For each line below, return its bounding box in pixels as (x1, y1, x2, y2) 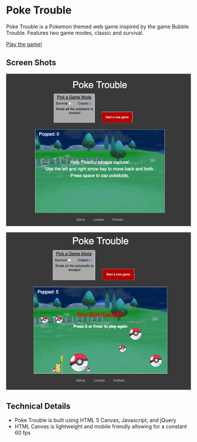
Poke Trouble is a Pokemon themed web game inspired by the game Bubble (6, 23, 189, 30)
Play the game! (6, 41, 42, 48)
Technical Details (6, 401, 71, 411)
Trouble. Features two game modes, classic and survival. (6, 29, 144, 36)
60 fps (14, 429, 31, 436)
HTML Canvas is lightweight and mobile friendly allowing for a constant (14, 423, 188, 430)
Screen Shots (6, 58, 57, 68)
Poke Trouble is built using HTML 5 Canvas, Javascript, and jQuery (14, 417, 176, 424)
